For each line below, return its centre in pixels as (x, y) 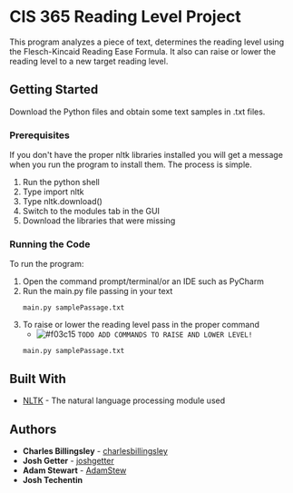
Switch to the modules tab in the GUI (91, 212)
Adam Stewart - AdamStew (74, 470)
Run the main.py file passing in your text (98, 291)
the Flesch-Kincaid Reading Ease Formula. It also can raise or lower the (143, 51)
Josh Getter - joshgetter (68, 460)
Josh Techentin (53, 479)
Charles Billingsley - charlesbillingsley (95, 450)
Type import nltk (53, 192)
